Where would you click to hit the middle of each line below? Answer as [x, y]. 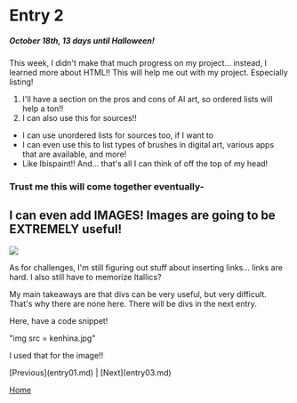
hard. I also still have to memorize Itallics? [85, 277]
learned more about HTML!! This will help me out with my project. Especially [149, 73]
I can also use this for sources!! [80, 118]
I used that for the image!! [56, 355]
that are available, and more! [74, 154]
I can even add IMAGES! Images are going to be [142, 216]
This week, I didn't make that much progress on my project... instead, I [138, 63]
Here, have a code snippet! [59, 320]
